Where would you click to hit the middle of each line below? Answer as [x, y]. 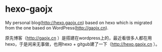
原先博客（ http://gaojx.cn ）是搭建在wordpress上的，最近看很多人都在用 [79, 38]
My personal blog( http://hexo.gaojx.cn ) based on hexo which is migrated [79, 23]
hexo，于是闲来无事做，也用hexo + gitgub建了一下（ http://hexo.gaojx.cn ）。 [82, 44]
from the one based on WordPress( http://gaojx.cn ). [57, 27]
